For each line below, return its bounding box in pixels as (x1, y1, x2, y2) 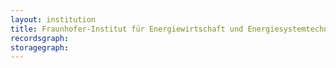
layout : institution (10, 14, 97, 25)
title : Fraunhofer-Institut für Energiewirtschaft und (10, 24, 244, 34)
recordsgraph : (10, 33, 70, 43)
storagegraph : (10, 42, 70, 53)
